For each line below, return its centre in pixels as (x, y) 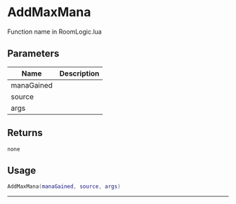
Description (79, 73)
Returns (25, 133)
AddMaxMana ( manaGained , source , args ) (64, 186)
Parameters (33, 54)
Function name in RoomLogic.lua (54, 32)
